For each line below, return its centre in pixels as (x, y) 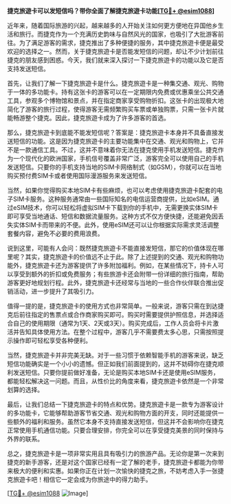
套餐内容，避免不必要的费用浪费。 (55, 233)
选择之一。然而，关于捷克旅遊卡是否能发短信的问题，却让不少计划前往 (124, 51)
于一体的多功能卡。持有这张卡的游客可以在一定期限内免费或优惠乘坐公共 (109, 92)
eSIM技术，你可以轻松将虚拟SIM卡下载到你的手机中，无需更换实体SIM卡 (115, 207)
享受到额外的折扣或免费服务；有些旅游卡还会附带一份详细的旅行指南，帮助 (118, 274)
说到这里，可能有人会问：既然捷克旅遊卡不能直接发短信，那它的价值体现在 (112, 248)
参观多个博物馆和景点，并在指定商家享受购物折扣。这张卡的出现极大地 (124, 100)
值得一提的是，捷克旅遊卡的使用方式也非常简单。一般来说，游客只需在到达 (112, 306)
